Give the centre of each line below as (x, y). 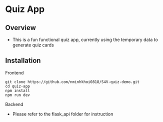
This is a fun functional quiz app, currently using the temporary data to (85, 39)
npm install (17, 90)
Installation (23, 61)
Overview (21, 28)
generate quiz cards (33, 45)
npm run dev (17, 95)
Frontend (14, 72)
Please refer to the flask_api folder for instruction (63, 114)
